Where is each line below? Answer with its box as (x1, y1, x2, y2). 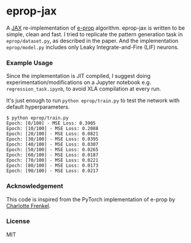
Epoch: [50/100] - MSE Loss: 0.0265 (6, 147, 99, 153)
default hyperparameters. (6, 103, 70, 111)
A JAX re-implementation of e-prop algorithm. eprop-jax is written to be (6, 24, 186, 31)
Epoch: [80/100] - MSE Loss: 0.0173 (6, 163, 99, 169)
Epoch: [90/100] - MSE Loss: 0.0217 (6, 168, 99, 174)
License (6, 217, 30, 225)
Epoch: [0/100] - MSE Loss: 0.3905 (6, 120, 96, 126)
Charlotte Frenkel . (6, 202, 51, 209)
